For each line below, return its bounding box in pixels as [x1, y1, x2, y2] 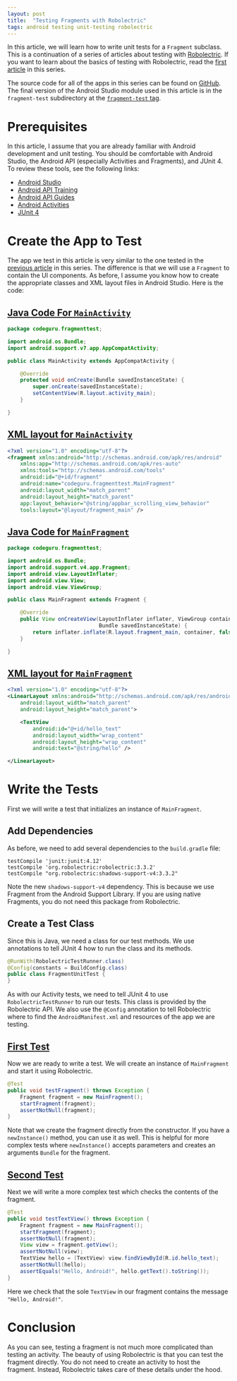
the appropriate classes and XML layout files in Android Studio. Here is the [7, 279, 224, 287]
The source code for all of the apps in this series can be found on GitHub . [7, 79, 221, 88]
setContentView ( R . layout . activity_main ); [32, 390, 157, 397]
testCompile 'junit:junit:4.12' [7, 857, 102, 864]
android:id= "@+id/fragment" [20, 474, 102, 481]
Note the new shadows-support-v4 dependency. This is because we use [7, 882, 214, 891]
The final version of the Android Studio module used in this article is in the [7, 86, 222, 95]
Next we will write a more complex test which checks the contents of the [7, 1188, 219, 1196]
